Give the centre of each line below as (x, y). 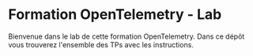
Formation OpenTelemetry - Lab (115, 15)
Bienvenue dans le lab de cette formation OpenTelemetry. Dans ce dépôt (126, 36)
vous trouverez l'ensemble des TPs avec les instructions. (101, 44)
